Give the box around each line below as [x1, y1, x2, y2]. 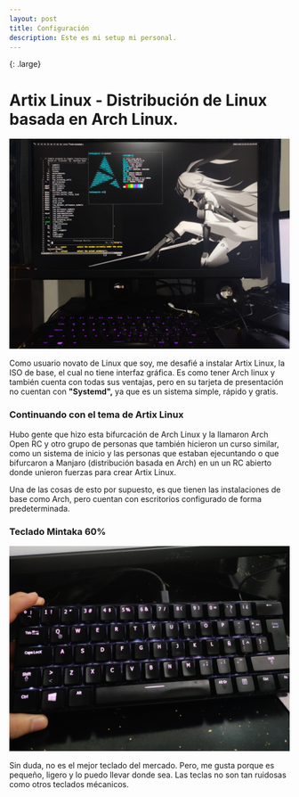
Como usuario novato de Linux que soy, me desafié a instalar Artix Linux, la [9, 357, 286, 369]
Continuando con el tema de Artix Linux [9, 408, 184, 421]
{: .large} [9, 59, 42, 70]
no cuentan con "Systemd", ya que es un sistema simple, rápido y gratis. [9, 386, 279, 397]
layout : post [9, 14, 58, 23]
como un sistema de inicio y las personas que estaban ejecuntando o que [9, 448, 279, 458]
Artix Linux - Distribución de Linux [9, 90, 268, 111]
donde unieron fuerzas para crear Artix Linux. [9, 466, 176, 477]
